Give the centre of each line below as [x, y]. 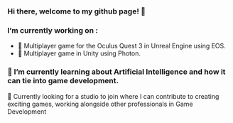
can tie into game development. [63, 81]
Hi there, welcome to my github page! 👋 [77, 11]
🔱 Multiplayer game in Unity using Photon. [79, 53]
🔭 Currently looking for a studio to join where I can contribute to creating [113, 96]
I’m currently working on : [53, 30]
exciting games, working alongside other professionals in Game [100, 104]
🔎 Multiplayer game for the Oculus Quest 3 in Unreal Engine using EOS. [121, 46]
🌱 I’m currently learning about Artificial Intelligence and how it [116, 72]
